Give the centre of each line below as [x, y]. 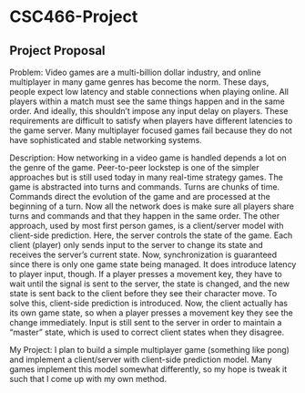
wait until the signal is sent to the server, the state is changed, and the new [149, 284]
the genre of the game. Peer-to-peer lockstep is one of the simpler [134, 167]
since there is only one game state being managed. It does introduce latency [153, 264]
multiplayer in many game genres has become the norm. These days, [139, 82]
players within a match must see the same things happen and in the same [147, 101]
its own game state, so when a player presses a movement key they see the [151, 313]
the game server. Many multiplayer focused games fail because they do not [151, 130]
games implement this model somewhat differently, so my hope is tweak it [148, 369]
